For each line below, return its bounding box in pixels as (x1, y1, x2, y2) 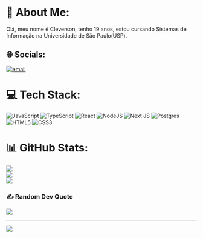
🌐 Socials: (6, 50, 46, 60)
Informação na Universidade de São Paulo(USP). (6, 31, 127, 39)
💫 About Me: (6, 5, 70, 19)
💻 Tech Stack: (6, 88, 81, 102)
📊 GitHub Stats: (6, 140, 89, 154)
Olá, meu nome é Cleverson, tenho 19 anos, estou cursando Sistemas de (6, 25, 187, 33)
